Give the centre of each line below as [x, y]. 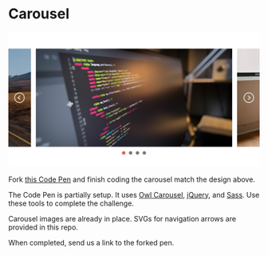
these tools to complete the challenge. [71, 203]
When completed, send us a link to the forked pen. [91, 242]
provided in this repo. [43, 227]
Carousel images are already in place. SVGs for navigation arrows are [122, 218]
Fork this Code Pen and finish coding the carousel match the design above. [132, 179]
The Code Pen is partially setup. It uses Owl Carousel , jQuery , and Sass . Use [134, 194]
